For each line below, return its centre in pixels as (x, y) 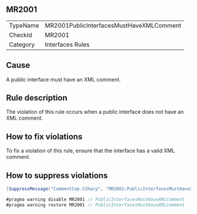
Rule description (37, 98)
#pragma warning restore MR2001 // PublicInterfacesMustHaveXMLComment (95, 205)
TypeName (24, 25)
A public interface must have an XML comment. (64, 79)
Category (22, 45)
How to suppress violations (57, 175)
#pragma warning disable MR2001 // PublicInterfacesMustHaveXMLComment (95, 199)
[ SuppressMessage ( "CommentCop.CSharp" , (55, 189)
